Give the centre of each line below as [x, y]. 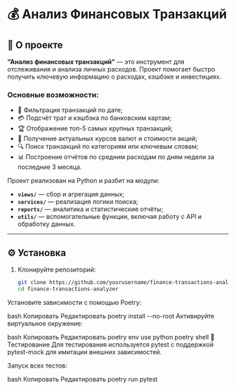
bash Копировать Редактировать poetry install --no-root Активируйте [111, 316]
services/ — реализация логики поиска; [78, 202]
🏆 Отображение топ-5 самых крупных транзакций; [95, 128]
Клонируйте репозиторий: [57, 270]
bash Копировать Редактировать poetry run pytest [83, 379]
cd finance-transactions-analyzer [68, 289]
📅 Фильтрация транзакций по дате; [70, 110]
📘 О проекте [35, 45]
